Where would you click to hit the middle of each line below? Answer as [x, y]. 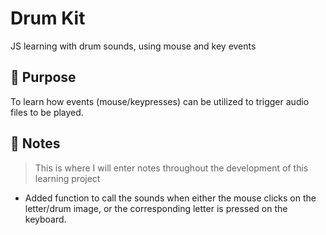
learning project [67, 178]
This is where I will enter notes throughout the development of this [171, 168]
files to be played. [47, 112]
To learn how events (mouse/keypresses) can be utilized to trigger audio [160, 101]
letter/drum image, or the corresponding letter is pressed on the [156, 208]
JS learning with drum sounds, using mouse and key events [133, 46]
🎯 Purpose [43, 77]
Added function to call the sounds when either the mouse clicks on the [170, 198]
